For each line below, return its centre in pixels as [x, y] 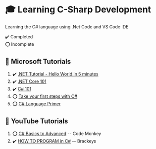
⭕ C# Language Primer [36, 104]
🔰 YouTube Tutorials [37, 121]
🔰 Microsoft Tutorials [38, 62]
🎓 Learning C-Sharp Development [78, 10]
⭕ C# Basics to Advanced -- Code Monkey [57, 133]
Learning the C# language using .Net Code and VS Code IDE [67, 27]
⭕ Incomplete [20, 44]
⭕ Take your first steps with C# [45, 96]
